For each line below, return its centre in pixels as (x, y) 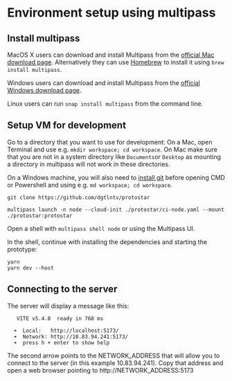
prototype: (22, 249)
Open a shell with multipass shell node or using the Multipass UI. (101, 228)
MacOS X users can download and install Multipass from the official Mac (111, 55)
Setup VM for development (67, 126)
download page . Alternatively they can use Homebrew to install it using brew (116, 62)
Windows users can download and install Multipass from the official (104, 83)
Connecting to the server (62, 289)
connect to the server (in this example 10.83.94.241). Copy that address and (115, 363)
